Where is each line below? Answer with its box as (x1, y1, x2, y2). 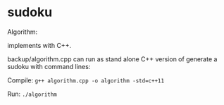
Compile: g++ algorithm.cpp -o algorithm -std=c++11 (7, 75, 164, 85)
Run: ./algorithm (7, 89, 58, 98)
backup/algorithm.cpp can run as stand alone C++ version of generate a (7, 54, 218, 63)
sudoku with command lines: (7, 62, 91, 70)
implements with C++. (7, 41, 72, 49)
